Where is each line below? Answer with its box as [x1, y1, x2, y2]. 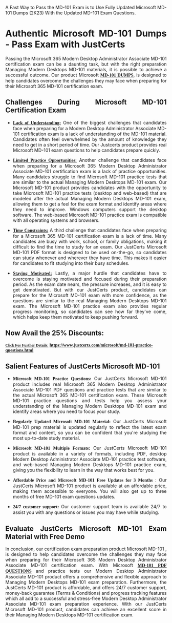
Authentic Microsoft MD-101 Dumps [5, 28, 167, 39]
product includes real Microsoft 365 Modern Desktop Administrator [12, 381, 167, 387]
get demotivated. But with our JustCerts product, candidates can [12, 286, 167, 293]
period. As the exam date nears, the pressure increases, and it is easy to [12, 281, 167, 287]
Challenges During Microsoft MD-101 [5, 98, 167, 107]
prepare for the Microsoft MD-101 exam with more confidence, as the [12, 292, 167, 298]
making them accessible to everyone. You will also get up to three [12, 488, 167, 494]
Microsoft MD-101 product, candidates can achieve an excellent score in [5, 607, 167, 613]
